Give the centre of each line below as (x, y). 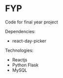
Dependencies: (20, 31)
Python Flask (25, 65)
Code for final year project (31, 22)
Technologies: (19, 50)
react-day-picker (29, 41)
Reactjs (20, 59)
